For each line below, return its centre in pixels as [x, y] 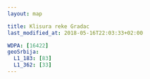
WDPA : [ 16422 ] [28, 45]
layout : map [25, 14]
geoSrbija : [23, 52]
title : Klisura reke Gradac [49, 26]
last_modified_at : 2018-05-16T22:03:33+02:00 [75, 33]
